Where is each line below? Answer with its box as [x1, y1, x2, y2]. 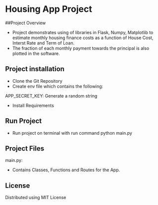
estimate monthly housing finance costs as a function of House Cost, [12, 35, 154, 41]
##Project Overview [5, 20, 46, 26]
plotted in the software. [12, 51, 60, 56]
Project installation [5, 65, 65, 73]
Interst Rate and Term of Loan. [12, 40, 75, 46]
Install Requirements [12, 102, 54, 108]
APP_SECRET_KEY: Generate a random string [5, 93, 98, 99]
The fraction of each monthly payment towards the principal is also [12, 45, 150, 51]
